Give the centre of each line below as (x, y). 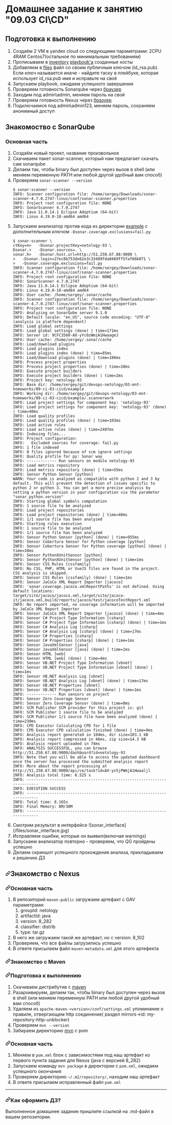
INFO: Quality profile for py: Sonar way (57, 456)
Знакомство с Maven (38, 962)
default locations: (34, 591)
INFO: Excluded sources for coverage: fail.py (66, 443)
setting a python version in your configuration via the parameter (86, 492)
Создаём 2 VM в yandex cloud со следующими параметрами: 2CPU (87, 51)
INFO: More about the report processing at (60, 766)
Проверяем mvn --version (41, 1025)
